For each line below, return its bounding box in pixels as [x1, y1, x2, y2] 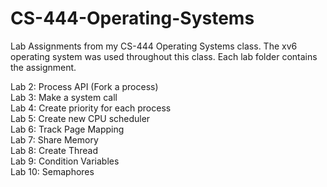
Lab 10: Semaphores [10, 165, 95, 177]
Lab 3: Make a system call [10, 91, 118, 103]
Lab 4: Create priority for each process [10, 102, 172, 114]
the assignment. [10, 61, 77, 73]
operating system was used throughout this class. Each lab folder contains [10, 50, 318, 62]
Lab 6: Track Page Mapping [10, 123, 125, 135]
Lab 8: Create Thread [10, 144, 98, 156]
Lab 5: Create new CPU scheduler [10, 112, 151, 124]
